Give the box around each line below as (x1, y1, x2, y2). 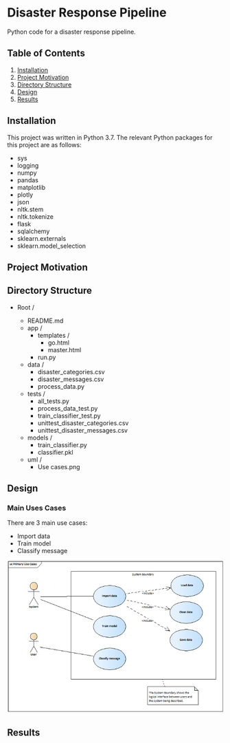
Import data (16, 532, 50, 541)
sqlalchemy (16, 227, 50, 235)
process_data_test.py (37, 404, 98, 412)
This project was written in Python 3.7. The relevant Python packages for (7, 133, 213, 142)
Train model (16, 539, 51, 548)
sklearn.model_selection (16, 241, 87, 250)
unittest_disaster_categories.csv (37, 418, 129, 427)
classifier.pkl (37, 448, 73, 456)
